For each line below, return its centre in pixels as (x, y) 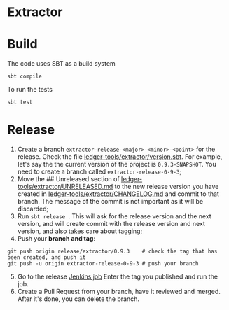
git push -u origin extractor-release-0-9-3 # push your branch (103, 264)
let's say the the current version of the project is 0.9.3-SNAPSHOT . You (117, 164)
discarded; (33, 209)
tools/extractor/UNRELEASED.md (65, 187)
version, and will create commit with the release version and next (111, 224)
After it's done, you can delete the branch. (78, 299)
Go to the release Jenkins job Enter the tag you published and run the (118, 276)
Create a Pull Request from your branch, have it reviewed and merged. (119, 292)
